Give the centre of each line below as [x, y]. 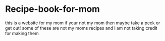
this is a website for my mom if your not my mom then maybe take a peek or [83, 23]
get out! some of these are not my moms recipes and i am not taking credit [81, 28]
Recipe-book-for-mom [53, 9]
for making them [22, 33]
